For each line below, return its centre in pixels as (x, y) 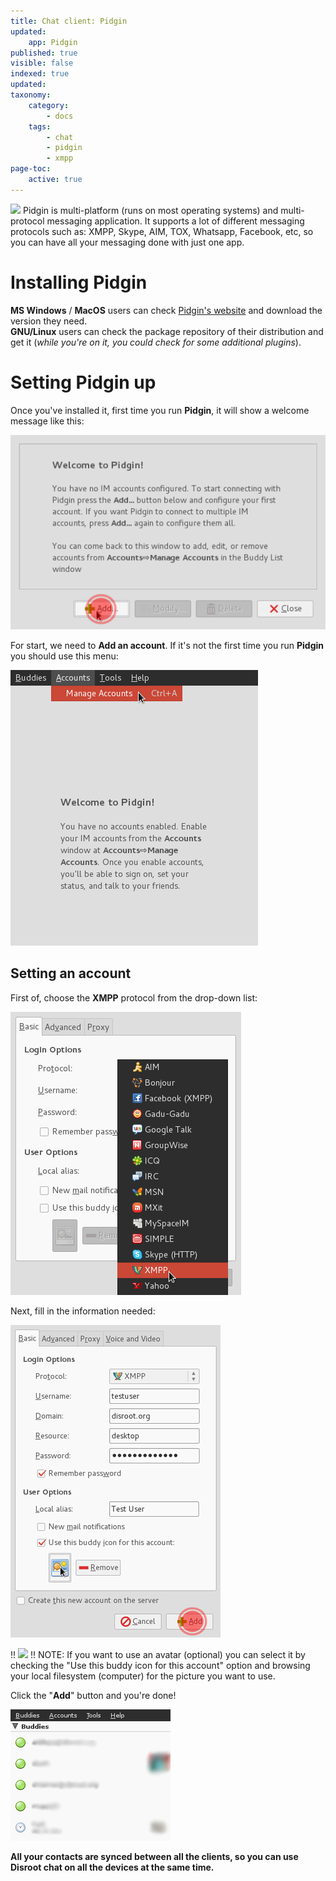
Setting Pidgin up (83, 382)
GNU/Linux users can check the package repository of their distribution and (167, 331)
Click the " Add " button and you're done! (93, 1695)
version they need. (49, 321)
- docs (60, 116)
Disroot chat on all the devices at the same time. (112, 1867)
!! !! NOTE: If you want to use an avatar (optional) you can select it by (158, 1654)
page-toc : (31, 169)
